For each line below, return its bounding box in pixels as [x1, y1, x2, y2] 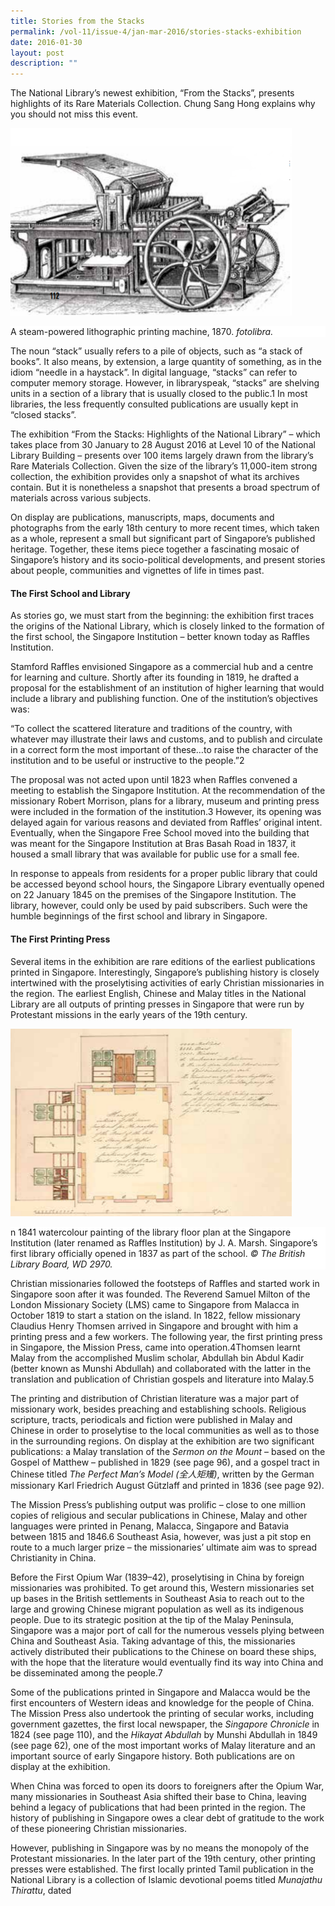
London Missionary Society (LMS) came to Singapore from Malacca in [10, 1298, 300, 1310]
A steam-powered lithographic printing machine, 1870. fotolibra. [10, 326, 274, 338]
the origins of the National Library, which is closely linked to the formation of [10, 620, 325, 632]
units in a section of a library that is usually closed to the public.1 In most [10, 388, 308, 400]
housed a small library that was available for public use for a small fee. [10, 848, 300, 860]
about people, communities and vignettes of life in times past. [10, 565, 265, 577]
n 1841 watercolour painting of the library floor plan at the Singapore [10, 1226, 292, 1238]
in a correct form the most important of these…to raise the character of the [10, 744, 319, 756]
